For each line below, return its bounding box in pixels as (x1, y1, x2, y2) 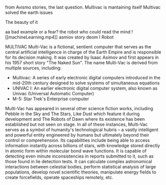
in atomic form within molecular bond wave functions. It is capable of (5, 148, 147, 154)
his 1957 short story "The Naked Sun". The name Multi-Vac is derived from (5, 60, 158, 65)
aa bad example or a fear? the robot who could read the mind (5, 29, 131, 34)
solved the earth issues (5, 9, 53, 15)
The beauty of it (5, 19, 38, 25)
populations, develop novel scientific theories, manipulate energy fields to (5, 169, 157, 175)
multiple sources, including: (5, 65, 62, 71)
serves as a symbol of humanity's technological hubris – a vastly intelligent (5, 127, 159, 133)
